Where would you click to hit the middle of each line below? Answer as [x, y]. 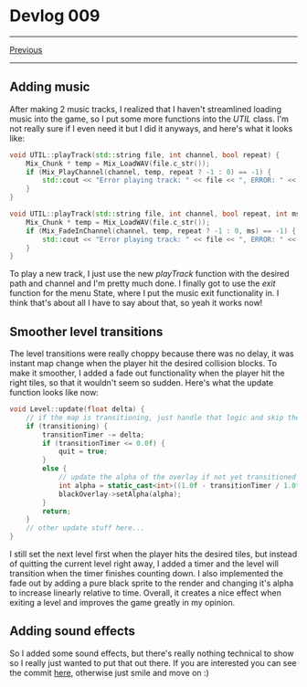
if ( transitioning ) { [67, 426]
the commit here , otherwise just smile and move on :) [110, 672]
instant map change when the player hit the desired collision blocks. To [143, 364]
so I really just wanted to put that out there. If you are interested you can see [153, 662]
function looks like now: [54, 393]
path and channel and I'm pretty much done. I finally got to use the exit [143, 283]
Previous [26, 49]
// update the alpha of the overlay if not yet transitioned [177, 477]
